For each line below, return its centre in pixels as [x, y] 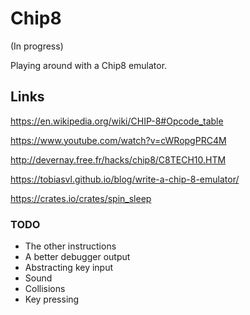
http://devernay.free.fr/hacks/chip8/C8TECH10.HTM [118, 159]
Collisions [45, 289]
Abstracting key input [69, 268]
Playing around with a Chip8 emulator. [89, 65]
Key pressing [52, 299]
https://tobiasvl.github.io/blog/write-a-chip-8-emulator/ [125, 179]
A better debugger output [77, 257]
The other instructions [70, 246]
